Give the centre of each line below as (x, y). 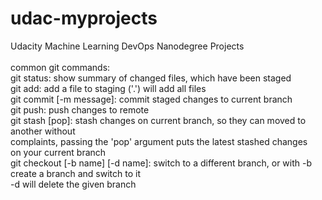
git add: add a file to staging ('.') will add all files (108, 88)
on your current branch (58, 152)
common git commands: (60, 67)
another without (43, 131)
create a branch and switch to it (76, 173)
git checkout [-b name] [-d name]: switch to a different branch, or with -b (161, 163)
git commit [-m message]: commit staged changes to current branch (151, 99)
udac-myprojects (84, 18)
